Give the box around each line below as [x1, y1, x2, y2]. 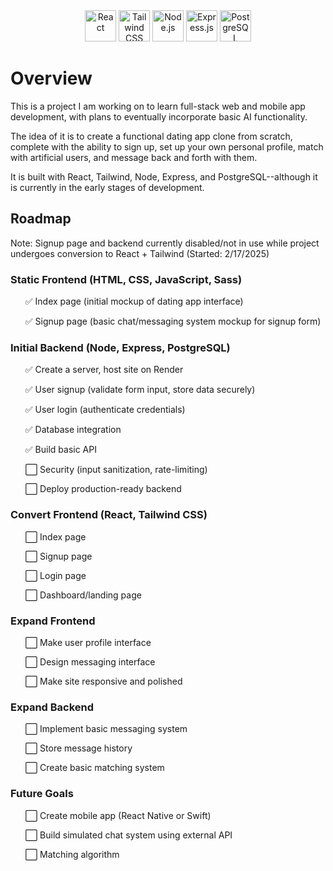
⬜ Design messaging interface [24, 655, 156, 668]
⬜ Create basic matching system [24, 762, 165, 774]
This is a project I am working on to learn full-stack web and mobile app [10, 100, 306, 112]
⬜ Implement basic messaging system [24, 723, 188, 735]
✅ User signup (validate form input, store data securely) [24, 384, 256, 396]
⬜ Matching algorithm [24, 848, 120, 860]
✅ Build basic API [24, 444, 97, 456]
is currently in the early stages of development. [10, 181, 205, 193]
